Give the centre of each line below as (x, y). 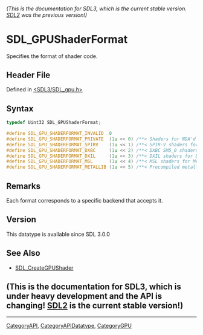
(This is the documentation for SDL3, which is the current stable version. (97, 8)
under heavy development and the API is (84, 296)
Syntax (20, 109)
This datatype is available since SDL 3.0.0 (58, 234)
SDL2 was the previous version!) (47, 15)
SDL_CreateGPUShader (44, 268)
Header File (28, 75)
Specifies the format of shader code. (52, 56)
